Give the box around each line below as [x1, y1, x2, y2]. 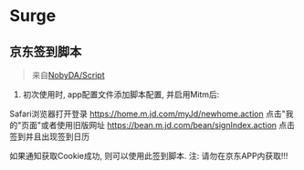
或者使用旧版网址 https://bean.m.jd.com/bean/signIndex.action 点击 [40, 120, 295, 130]
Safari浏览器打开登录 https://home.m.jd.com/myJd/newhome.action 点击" [9, 108, 286, 119]
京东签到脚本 [9, 44, 82, 59]
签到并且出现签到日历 [9, 131, 89, 142]
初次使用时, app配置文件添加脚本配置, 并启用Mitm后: [22, 89, 220, 100]
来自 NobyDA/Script [31, 70, 105, 80]
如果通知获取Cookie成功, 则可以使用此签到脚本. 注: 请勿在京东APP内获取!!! [9, 151, 288, 161]
